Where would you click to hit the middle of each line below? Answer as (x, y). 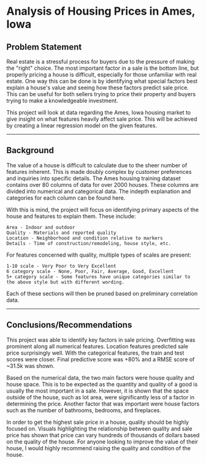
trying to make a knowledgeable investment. (62, 100)
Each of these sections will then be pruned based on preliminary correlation (102, 293)
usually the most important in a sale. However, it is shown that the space (97, 391)
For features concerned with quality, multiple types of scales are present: (99, 255)
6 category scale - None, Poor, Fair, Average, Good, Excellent (90, 271)
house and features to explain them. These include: (71, 216)
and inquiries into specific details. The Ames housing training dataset (93, 178)
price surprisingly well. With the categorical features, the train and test (95, 353)
